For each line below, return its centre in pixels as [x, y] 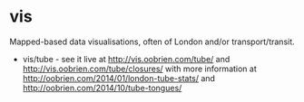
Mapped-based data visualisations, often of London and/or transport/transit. [152, 42]
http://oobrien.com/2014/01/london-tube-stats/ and [119, 78]
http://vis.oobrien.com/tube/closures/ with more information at [139, 69]
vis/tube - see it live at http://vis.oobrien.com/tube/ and [126, 59]
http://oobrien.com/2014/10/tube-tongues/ [102, 88]
